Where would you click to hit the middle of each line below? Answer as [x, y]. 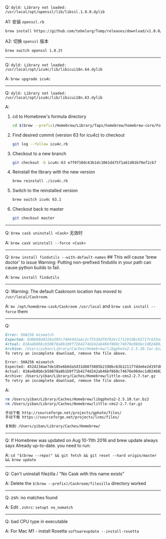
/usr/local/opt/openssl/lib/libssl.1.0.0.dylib [55, 12]
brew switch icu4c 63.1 [37, 200]
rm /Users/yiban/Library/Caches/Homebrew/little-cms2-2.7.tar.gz [74, 404]
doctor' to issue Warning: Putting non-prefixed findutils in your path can [78, 262]
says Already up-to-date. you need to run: [48, 446]
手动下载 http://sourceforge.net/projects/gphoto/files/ [63, 413]
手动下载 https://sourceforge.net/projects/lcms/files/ [62, 417]
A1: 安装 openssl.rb [25, 22]
